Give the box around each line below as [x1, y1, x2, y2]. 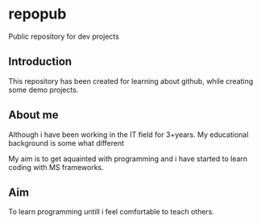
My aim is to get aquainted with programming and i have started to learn [8, 154, 248, 164]
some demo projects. [8, 85, 79, 94]
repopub [8, 5, 67, 23]
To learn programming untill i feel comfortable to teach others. [8, 207, 215, 217]
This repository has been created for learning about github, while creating [8, 76, 254, 85]
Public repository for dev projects [8, 31, 119, 41]
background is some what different [8, 138, 125, 147]
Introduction [8, 55, 72, 68]
